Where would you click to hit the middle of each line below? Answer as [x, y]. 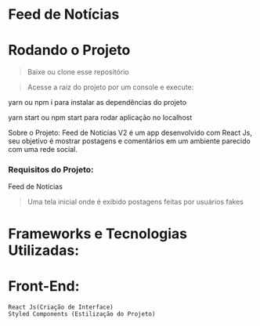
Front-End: [44, 286]
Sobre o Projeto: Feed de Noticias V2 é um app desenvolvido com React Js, [130, 133]
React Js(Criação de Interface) [61, 307]
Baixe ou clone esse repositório [78, 72]
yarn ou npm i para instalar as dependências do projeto [97, 103]
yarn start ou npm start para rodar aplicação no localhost [100, 118]
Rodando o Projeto [69, 51]
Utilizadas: [44, 250]
